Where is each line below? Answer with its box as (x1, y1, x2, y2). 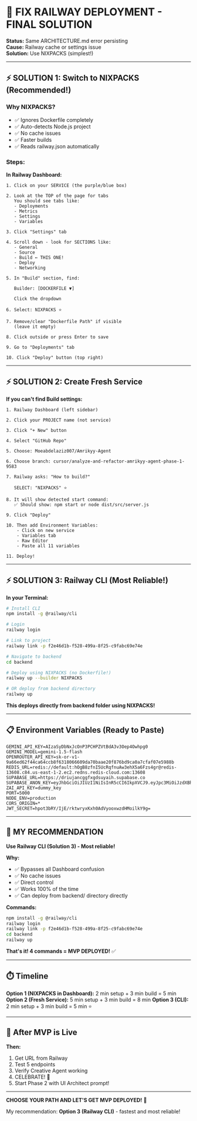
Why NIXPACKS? (6, 103, 56, 111)
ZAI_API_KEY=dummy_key (6, 785, 62, 791)
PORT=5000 (6, 790, 30, 796)
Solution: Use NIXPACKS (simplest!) (6, 49, 94, 56)
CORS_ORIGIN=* (6, 800, 41, 806)
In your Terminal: (6, 594, 49, 601)
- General (13, 244, 38, 250)
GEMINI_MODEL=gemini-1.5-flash (6, 749, 83, 755)
